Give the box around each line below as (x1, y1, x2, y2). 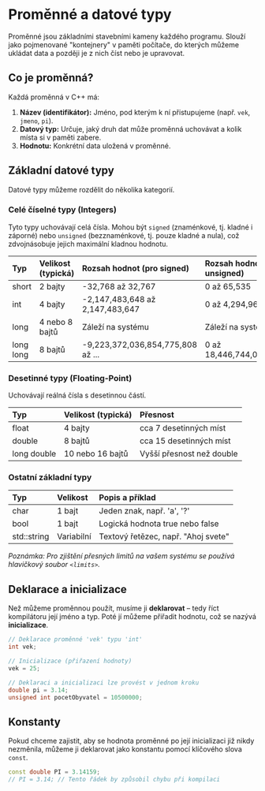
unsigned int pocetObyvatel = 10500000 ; (8, 693, 144, 701)
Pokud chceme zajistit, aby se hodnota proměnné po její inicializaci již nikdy (8, 736, 255, 746)
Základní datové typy (8, 164, 114, 177)
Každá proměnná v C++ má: (8, 92, 100, 102)
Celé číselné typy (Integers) (8, 204, 117, 215)
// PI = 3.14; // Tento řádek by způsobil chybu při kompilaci (8, 775, 221, 784)
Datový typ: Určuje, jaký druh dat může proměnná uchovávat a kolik (19, 124, 242, 133)
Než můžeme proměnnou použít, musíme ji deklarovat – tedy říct (8, 603, 219, 613)
